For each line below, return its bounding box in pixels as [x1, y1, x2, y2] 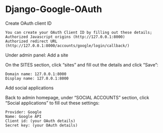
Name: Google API [5, 114, 42, 119]
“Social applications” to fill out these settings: [5, 100, 100, 106]
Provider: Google [5, 109, 42, 114]
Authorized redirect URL [5, 39, 58, 44]
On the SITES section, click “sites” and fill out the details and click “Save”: [5, 61, 158, 68]
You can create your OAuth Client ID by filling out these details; [5, 30, 152, 35]
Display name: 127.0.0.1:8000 [5, 76, 69, 81]
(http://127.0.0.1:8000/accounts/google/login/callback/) [5, 43, 130, 48]
